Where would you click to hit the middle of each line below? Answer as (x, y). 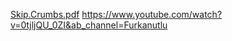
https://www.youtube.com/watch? (152, 14)
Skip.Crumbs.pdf (45, 14)
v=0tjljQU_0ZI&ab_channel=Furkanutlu (89, 25)
